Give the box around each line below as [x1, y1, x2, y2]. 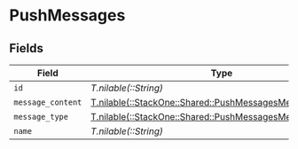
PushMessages [9, 5, 126, 26]
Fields [9, 41, 44, 56]
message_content [13, 98, 82, 107]
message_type [13, 112, 69, 122]
